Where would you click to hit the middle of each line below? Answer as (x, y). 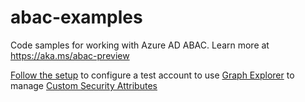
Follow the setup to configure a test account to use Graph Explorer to (152, 75)
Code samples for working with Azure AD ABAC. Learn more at (140, 45)
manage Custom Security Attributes (84, 85)
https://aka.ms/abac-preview (70, 55)
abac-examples (76, 17)
